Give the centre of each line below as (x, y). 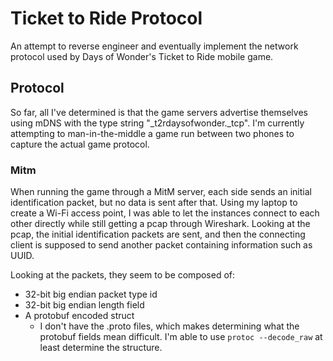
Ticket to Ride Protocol (106, 18)
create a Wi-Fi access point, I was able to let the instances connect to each (165, 213)
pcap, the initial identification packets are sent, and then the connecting (158, 234)
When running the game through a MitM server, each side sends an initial (161, 192)
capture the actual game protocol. (80, 144)
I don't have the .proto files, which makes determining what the (169, 326)
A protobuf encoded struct (79, 316)
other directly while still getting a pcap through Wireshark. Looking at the (160, 224)
